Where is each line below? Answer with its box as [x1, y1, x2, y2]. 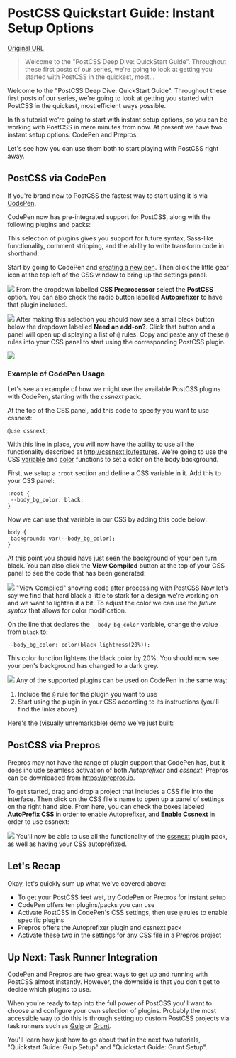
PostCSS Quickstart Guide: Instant [7, 5, 215, 21]
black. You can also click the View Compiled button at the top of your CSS [7, 561, 225, 570]
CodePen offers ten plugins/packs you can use [17, 900, 155, 909]
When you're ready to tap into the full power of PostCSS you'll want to [7, 999, 213, 1007]
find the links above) [17, 705, 78, 714]
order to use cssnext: [7, 817, 69, 826]
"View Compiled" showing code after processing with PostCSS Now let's [16, 583, 229, 592]
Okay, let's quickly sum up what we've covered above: [7, 879, 167, 887]
